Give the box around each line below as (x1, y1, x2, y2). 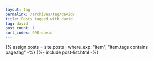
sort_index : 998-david (5, 30, 53, 35)
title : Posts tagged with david (5, 16, 73, 21)
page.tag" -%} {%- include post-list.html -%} (5, 49, 99, 55)
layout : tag (5, 7, 30, 12)
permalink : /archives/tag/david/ (5, 12, 75, 17)
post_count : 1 (5, 26, 35, 31)
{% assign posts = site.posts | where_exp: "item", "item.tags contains (5, 44, 148, 50)
